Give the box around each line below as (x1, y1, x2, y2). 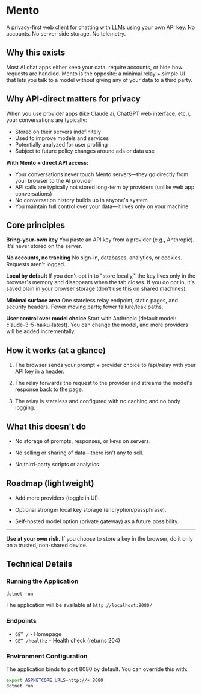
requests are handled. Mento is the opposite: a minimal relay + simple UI (6, 70, 185, 77)
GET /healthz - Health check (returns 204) (14, 637, 120, 644)
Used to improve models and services (14, 134, 109, 142)
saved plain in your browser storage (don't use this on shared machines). (6, 285, 188, 293)
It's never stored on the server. (6, 243, 82, 250)
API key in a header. (14, 368, 65, 375)
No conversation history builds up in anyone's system (14, 196, 148, 203)
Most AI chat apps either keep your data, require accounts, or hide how (6, 63, 183, 71)
